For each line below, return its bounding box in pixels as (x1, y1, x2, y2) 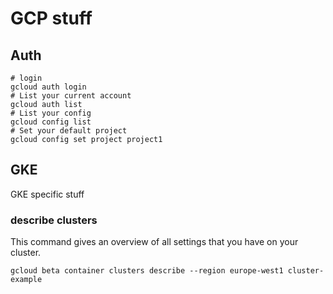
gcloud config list (10, 117, 92, 127)
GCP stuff (10, 7, 93, 30)
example (10, 275, 43, 285)
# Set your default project (10, 126, 128, 136)
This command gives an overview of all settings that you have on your (10, 236, 299, 248)
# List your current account (10, 91, 132, 101)
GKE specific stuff (10, 188, 85, 200)
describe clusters (10, 213, 98, 227)
